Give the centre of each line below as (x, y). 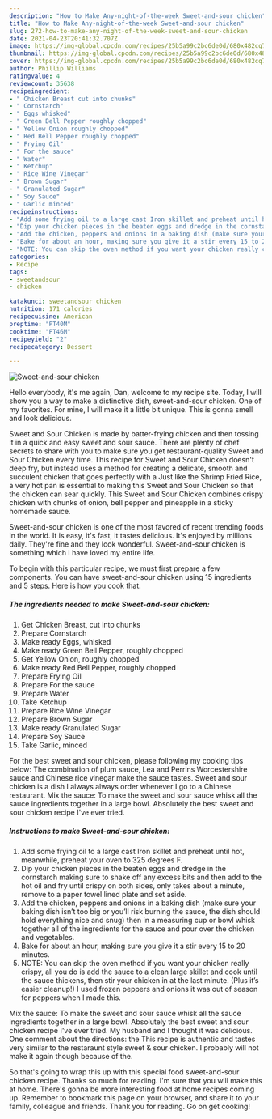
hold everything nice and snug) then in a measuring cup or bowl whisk (138, 921)
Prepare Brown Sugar (56, 719)
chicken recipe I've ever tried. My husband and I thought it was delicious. (131, 1031)
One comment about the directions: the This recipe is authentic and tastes (132, 1039)
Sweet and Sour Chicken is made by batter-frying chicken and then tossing (134, 434)
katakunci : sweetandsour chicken (65, 302)
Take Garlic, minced (54, 745)
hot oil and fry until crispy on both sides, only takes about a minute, (133, 886)
